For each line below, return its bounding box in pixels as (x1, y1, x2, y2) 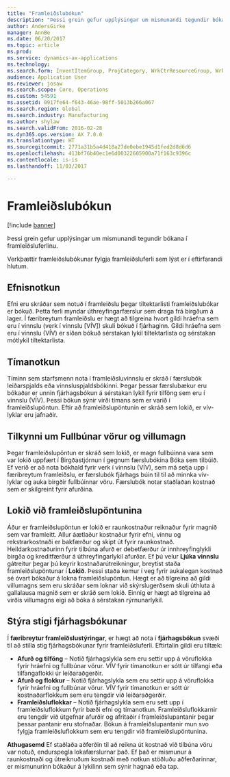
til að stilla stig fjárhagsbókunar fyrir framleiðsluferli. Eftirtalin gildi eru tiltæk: (7, 641, 222, 649)
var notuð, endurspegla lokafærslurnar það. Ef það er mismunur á (7, 748, 192, 756)
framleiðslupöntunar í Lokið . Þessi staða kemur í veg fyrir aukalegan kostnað (7, 566, 223, 575)
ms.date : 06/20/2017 (7, 36, 66, 42)
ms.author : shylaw (7, 118, 60, 125)
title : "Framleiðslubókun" (7, 10, 84, 17)
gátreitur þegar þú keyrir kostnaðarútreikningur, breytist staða (7, 559, 181, 568)
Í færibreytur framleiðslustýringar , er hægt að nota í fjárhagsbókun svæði (7, 634, 220, 642)
